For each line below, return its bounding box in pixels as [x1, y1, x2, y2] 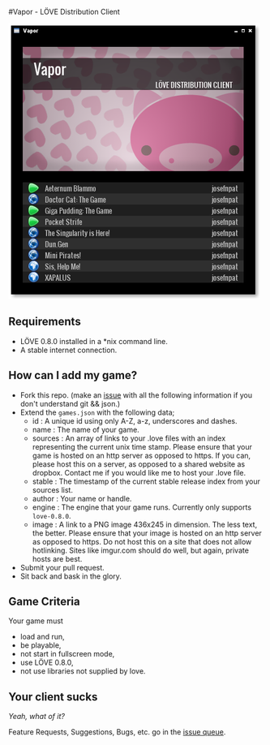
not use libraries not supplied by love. [19, 666, 146, 676]
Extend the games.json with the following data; [19, 407, 175, 417]
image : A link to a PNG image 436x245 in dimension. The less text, [32, 519, 258, 529]
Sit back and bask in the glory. [19, 571, 122, 581]
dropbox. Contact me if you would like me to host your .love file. [32, 467, 246, 477]
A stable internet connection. [19, 345, 118, 355]
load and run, [19, 632, 65, 642]
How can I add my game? [8, 368, 138, 382]
